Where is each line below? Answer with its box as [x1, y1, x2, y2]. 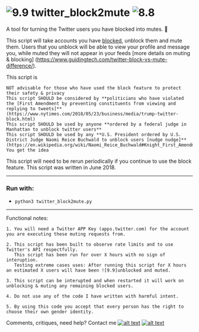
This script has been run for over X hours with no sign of [14, 252, 166, 258]
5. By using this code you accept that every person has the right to [6, 304, 184, 310]
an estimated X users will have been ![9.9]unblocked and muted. [6, 267, 171, 273]
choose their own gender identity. [6, 309, 94, 315]
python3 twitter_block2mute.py [14, 199, 92, 205]
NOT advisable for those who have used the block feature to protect [6, 85, 182, 91]
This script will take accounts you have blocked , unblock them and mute [6, 37, 182, 44]
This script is [6, 73, 38, 80]
